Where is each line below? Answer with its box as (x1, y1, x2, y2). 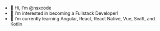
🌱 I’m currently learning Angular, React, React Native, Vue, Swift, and (10, 16, 155, 21)
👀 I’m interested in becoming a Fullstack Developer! (10, 10, 119, 16)
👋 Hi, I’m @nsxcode (10, 5, 52, 11)
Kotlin (10, 21, 22, 27)
